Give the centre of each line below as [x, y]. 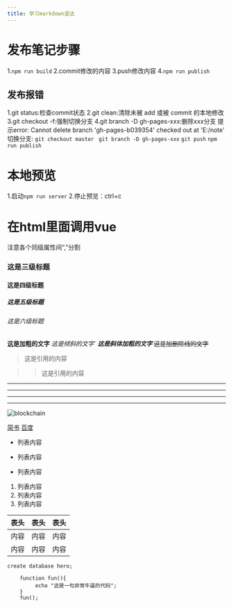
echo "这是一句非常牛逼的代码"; [76, 586]
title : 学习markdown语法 [41, 14]
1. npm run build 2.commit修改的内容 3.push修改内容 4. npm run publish [109, 71]
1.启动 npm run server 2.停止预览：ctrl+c [64, 196]
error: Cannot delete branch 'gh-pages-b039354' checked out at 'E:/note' [119, 130]
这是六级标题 [25, 321]
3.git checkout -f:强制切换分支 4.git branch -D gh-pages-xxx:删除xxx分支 [112, 122]
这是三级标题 [29, 267]
